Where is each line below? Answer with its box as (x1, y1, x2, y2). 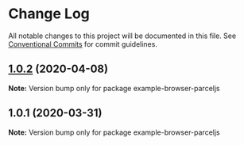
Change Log (8, 5, 90, 23)
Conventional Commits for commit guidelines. (8, 39, 157, 48)
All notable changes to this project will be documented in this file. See (8, 31, 237, 40)
